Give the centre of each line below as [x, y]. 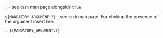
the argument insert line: [30, 22]
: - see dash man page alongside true [43, 7]
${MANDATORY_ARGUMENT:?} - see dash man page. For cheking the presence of [81, 16]
